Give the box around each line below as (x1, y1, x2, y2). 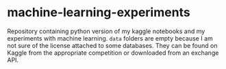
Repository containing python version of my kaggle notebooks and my (7, 27, 205, 35)
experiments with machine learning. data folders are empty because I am (7, 34, 214, 42)
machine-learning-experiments (7, 5, 190, 20)
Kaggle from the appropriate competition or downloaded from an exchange (7, 49, 219, 57)
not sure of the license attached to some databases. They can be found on (7, 41, 218, 49)
